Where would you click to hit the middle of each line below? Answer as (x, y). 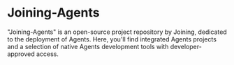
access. (47, 54)
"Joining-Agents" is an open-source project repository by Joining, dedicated (117, 32)
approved (21, 54)
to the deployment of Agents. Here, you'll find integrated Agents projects (112, 39)
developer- (186, 46)
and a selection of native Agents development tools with (88, 46)
